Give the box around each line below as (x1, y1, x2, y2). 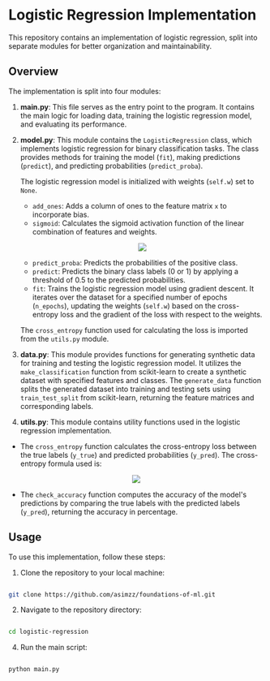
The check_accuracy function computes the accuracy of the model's (19, 489, 247, 499)
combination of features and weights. (32, 226, 157, 236)
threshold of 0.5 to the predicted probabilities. (32, 274, 186, 285)
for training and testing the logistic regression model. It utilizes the (19, 358, 242, 368)
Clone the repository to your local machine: (19, 567, 165, 577)
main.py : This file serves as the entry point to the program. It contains (19, 101, 255, 111)
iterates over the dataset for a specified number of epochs (32, 292, 228, 302)
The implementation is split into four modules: (8, 86, 161, 96)
